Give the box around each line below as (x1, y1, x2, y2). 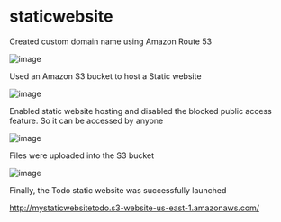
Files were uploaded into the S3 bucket (9, 150, 155, 161)
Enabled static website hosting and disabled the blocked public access (9, 105, 272, 116)
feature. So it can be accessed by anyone (9, 115, 164, 126)
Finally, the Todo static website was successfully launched (9, 184, 227, 195)
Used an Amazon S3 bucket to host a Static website (9, 70, 202, 82)
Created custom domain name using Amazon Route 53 (9, 36, 213, 47)
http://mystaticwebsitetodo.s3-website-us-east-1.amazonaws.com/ (9, 202, 259, 213)
